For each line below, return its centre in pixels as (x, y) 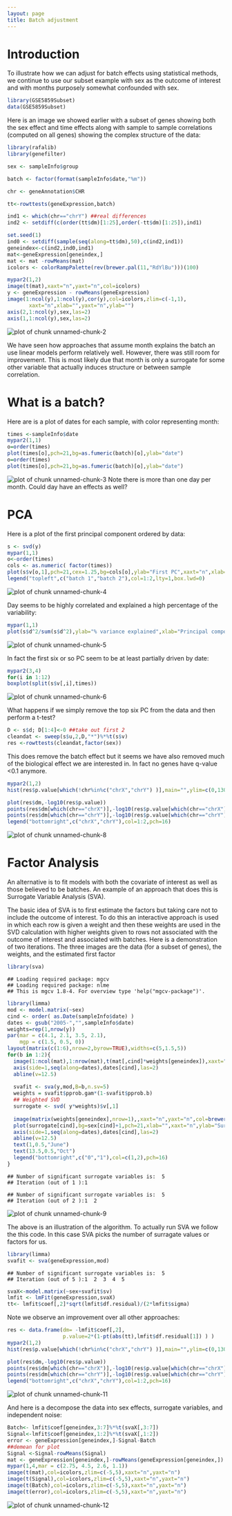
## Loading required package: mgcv (58, 979)
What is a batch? (56, 402)
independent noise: (35, 1415)
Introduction (43, 54)
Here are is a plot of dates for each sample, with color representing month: (113, 421)
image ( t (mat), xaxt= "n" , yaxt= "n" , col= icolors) (74, 286)
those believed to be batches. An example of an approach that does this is (113, 889)
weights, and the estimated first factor (61, 954)
